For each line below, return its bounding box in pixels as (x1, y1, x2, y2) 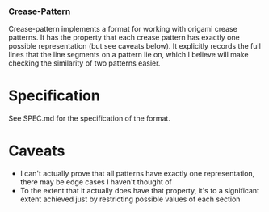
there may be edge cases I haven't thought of (19, 177, 172, 187)
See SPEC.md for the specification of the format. (8, 113, 171, 123)
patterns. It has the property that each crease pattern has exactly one (8, 32, 240, 42)
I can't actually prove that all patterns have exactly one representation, (19, 168, 255, 179)
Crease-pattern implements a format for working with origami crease (8, 24, 238, 34)
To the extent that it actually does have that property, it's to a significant (19, 186, 260, 196)
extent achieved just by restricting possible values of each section (19, 194, 241, 204)
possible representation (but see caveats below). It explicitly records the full (8, 41, 261, 51)
